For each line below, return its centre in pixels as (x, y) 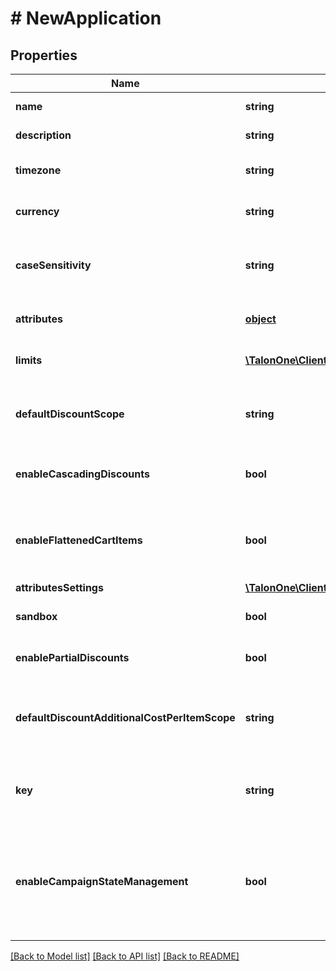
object (260, 319)
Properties (44, 55)
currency (37, 211)
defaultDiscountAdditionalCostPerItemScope (125, 717)
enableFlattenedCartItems (79, 540)
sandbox (36, 616)
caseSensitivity (53, 265)
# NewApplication (86, 18)
